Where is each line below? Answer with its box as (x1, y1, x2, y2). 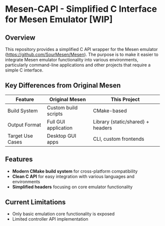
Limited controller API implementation (12, 216, 88, 222)
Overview (5, 33, 36, 42)
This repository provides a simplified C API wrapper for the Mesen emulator (5, 47, 158, 52)
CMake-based (93, 107, 127, 114)
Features (5, 155, 33, 164)
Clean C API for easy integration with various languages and (12, 173, 135, 179)
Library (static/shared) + (93, 118, 150, 125)
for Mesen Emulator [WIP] (5, 14, 113, 25)
